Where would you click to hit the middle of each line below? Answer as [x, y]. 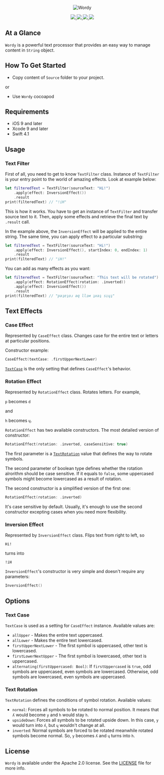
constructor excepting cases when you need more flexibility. [66, 512]
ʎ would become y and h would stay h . [50, 715]
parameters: [17, 577]
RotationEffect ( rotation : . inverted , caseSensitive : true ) [67, 444]
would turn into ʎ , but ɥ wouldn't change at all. [59, 725]
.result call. [18, 222]
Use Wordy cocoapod [33, 96]
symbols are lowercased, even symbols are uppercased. [69, 676]
